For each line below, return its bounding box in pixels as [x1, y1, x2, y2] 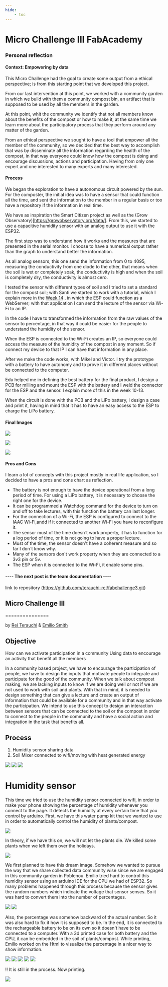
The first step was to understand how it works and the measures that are [5, 238, 155, 244]
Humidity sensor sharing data [12, 747, 74, 753]
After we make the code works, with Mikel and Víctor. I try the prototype [5, 356, 154, 363]
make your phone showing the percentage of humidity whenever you [5, 802, 148, 808]
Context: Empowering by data [5, 64, 69, 70]
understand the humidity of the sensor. [5, 326, 86, 332]
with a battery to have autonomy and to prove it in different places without [5, 362, 158, 368]
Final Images [5, 419, 33, 426]
